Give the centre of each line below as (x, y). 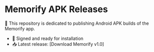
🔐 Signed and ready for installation (48, 38)
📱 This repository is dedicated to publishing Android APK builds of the (77, 23)
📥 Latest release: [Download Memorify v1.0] (58, 44)
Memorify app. (20, 28)
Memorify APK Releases (56, 9)
